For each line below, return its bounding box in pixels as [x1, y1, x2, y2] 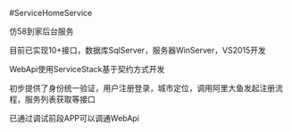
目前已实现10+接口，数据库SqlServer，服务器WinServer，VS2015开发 [9, 45, 266, 55]
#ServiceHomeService [9, 8, 93, 18]
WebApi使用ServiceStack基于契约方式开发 [9, 64, 165, 74]
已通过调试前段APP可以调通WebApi [9, 113, 140, 123]
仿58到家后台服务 [9, 26, 74, 37]
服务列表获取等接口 [24, 94, 96, 104]
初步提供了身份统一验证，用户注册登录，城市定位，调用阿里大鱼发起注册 [9, 83, 275, 93]
